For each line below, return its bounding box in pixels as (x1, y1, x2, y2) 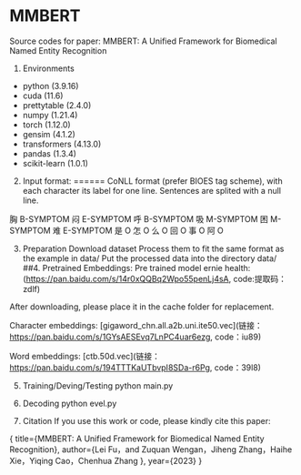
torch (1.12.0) (22, 119, 71, 130)
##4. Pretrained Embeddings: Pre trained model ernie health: (22, 262, 251, 273)
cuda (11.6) (22, 90, 64, 101)
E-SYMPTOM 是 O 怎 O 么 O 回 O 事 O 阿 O (62, 225, 225, 236)
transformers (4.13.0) (22, 138, 102, 149)
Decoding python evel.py (22, 398, 117, 409)
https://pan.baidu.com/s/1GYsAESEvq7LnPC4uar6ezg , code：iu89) (9, 331, 262, 342)
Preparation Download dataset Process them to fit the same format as (22, 243, 285, 254)
